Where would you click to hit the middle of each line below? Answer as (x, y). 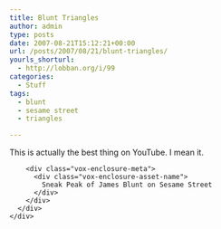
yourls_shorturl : (42, 60)
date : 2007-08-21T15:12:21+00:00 (72, 43)
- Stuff (32, 85)
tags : (19, 93)
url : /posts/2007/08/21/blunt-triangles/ (89, 52)
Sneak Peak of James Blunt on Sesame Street (127, 185)
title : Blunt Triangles (54, 18)
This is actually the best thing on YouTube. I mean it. (106, 153)
